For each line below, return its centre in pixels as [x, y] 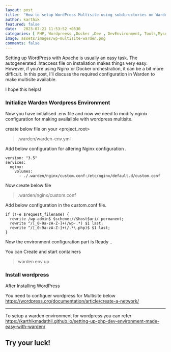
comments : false [22, 43]
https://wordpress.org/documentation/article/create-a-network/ [72, 301]
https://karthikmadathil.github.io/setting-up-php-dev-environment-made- [82, 321]
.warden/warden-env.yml [44, 139]
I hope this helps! [23, 89]
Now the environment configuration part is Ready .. [59, 242]
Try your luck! [28, 343]
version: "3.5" [21, 158]
